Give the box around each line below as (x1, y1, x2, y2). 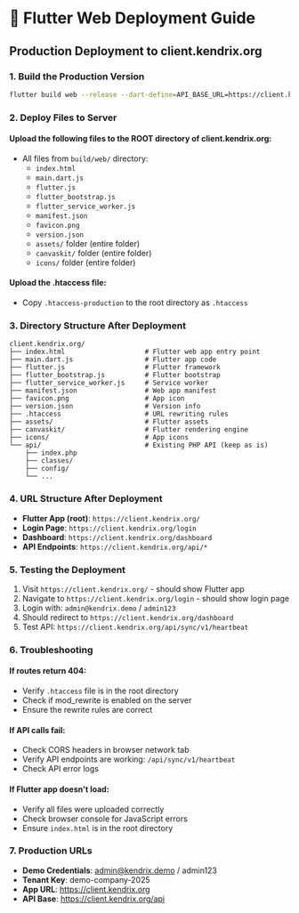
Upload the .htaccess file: (9, 278, 107, 288)
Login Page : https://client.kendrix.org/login (21, 522, 198, 533)
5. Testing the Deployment (9, 563, 126, 576)
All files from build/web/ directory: (21, 153, 149, 164)
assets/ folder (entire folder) (35, 238, 141, 248)
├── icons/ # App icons (9, 433, 190, 442)
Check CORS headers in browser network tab (21, 745, 190, 755)
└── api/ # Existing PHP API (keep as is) (9, 440, 269, 450)
